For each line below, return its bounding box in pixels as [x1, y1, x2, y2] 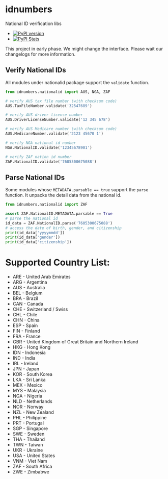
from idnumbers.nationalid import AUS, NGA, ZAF [5, 89, 110, 94]
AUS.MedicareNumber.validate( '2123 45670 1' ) [5, 131, 103, 136]
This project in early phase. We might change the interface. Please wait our [5, 45, 163, 52]
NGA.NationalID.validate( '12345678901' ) [5, 145, 93, 150]
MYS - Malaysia [12, 388, 46, 394]
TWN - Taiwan [12, 442, 43, 448]
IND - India [12, 355, 36, 361]
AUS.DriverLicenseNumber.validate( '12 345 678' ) [5, 117, 110, 122]
